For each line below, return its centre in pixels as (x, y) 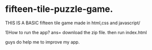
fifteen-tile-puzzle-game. (59, 9)
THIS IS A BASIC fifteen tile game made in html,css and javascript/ (73, 23)
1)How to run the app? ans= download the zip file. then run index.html (76, 32)
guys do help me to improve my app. (43, 42)
